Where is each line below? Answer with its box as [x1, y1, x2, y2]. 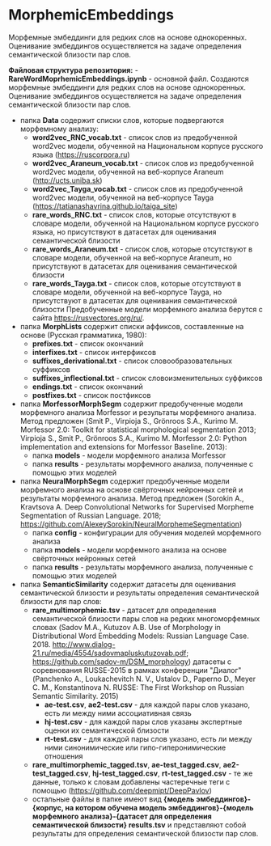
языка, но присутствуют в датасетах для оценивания [32, 226, 217, 236]
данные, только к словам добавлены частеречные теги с [32, 776, 231, 786]
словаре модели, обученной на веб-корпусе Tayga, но [32, 287, 222, 297]
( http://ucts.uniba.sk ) [32, 176, 103, 185]
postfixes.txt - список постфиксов [32, 390, 151, 400]
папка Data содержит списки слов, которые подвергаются [19, 115, 224, 125]
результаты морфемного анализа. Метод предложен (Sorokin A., [19, 493, 244, 503]
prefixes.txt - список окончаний [32, 338, 144, 349]
